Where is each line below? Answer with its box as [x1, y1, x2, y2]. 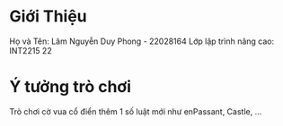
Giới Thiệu [9, 6, 87, 27]
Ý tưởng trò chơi [9, 77, 132, 97]
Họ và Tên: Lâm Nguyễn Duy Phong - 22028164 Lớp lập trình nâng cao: [9, 36, 275, 46]
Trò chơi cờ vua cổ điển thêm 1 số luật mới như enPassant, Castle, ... [9, 105, 262, 117]
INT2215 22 [9, 45, 52, 55]
